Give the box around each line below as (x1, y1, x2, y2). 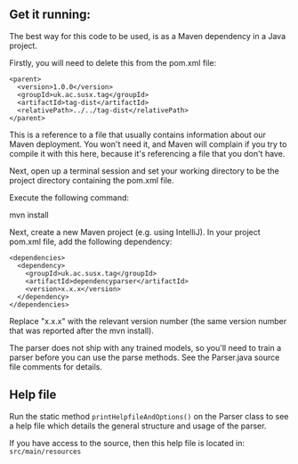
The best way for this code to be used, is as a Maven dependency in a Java (9, 30, 286, 41)
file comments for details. (9, 361, 103, 372)
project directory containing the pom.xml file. (9, 175, 175, 185)
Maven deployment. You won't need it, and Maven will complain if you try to (9, 138, 287, 150)
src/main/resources (9, 447, 82, 456)
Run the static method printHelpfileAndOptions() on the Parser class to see (9, 411, 289, 421)
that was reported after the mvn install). (9, 325, 154, 336)
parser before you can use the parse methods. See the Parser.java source (9, 352, 280, 362)
